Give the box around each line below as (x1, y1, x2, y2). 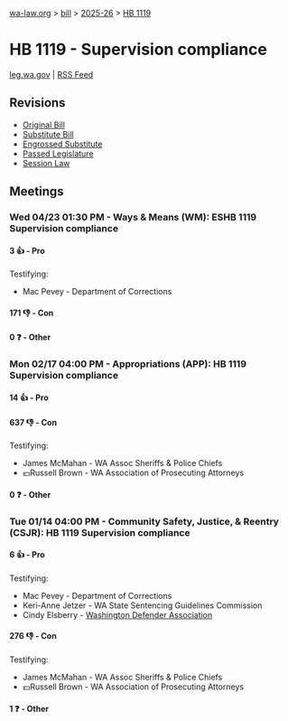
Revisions (9, 95, 66, 111)
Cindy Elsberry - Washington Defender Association (22, 609, 213, 620)
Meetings (9, 184, 65, 200)
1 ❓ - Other (9, 703, 50, 714)
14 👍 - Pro (9, 392, 50, 403)
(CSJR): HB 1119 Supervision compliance (9, 526, 190, 538)
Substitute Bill (22, 128, 74, 139)
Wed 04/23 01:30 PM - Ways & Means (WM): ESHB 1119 (9, 211, 257, 224)
